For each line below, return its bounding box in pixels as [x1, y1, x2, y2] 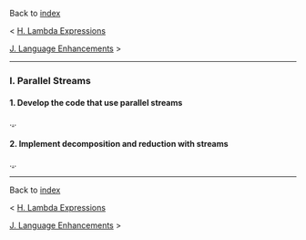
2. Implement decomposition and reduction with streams [9, 138, 229, 149]
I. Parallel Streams [9, 74, 91, 87]
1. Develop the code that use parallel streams [9, 97, 183, 108]
